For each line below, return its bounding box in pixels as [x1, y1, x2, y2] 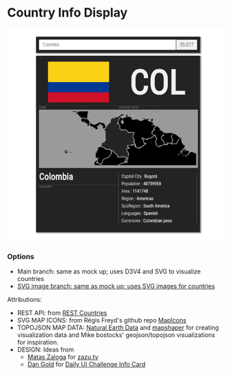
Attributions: [7, 296, 43, 304]
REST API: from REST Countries [17, 309, 107, 317]
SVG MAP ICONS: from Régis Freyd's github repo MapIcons [17, 316, 187, 325]
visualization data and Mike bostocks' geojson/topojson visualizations [17, 331, 216, 339]
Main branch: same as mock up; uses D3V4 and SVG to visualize [17, 267, 201, 276]
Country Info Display [7, 5, 128, 21]
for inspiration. [17, 338, 59, 347]
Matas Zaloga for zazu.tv [27, 353, 98, 361]
